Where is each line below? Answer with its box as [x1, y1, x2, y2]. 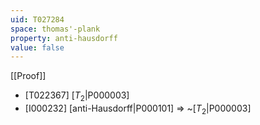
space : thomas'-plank [10, 24, 101, 34]
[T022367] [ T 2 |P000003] [24, 89, 130, 104]
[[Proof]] [10, 70, 47, 82]
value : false [10, 42, 65, 53]
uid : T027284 [10, 14, 65, 25]
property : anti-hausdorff [10, 33, 118, 43]
